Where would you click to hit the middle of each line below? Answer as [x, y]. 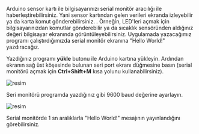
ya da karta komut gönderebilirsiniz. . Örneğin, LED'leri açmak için [88, 21]
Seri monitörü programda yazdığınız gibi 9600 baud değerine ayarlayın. [95, 95]
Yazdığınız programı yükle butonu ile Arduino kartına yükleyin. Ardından [95, 59]
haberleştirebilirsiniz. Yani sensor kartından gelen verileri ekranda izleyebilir [100, 15]
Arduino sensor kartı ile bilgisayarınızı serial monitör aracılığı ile [84, 9]
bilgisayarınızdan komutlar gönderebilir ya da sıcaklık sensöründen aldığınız [100, 28]
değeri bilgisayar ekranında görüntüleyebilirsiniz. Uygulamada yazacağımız [99, 34]
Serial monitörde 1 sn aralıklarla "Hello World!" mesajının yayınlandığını [93, 118]
